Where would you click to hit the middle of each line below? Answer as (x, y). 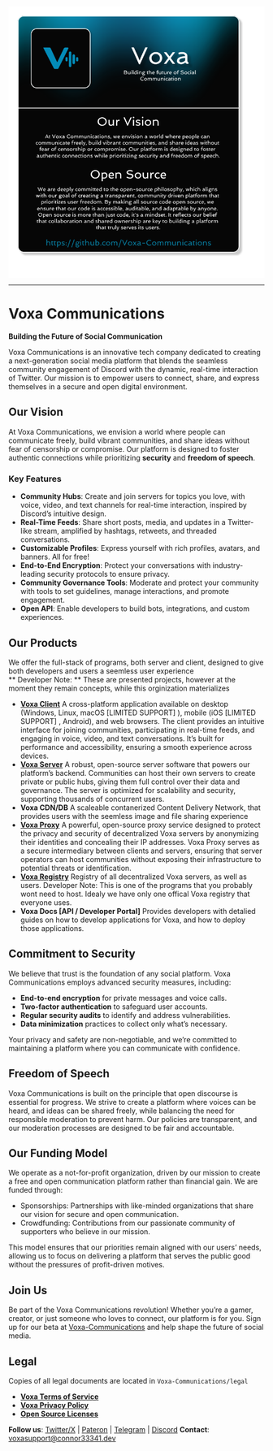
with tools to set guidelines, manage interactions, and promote (125, 591)
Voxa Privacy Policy (54, 1405)
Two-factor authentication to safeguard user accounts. (114, 1007)
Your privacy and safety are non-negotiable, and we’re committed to (123, 1039)
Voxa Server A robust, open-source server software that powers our (135, 764)
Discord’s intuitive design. (63, 513)
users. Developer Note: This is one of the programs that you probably (136, 885)
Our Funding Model (58, 1153)
